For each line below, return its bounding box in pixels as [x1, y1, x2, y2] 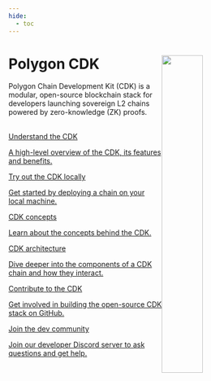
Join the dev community [8, 324, 89, 334]
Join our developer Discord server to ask [8, 339, 145, 350]
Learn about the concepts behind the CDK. [8, 228, 152, 238]
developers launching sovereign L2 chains [8, 99, 150, 108]
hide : [8, 11, 27, 20]
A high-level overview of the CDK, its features [8, 147, 161, 157]
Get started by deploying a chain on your [8, 188, 145, 198]
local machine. [8, 196, 58, 206]
